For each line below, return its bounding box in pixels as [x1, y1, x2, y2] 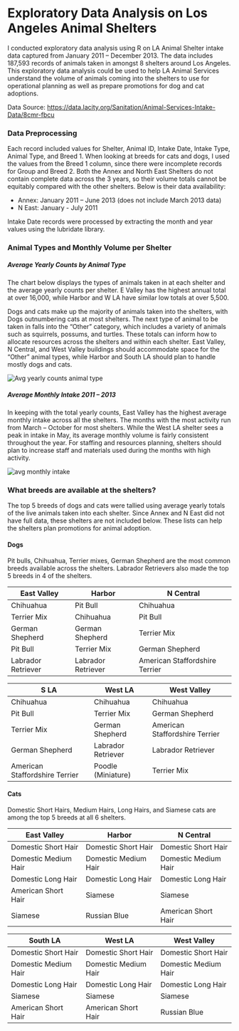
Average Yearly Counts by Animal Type [7, 260, 127, 268]
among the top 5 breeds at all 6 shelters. [7, 813, 126, 822]
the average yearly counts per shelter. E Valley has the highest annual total [7, 286, 226, 295]
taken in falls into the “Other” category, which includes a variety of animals [7, 323, 226, 331]
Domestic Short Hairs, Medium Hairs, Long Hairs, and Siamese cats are [7, 805, 216, 814]
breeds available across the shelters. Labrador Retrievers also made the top [7, 564, 229, 572]
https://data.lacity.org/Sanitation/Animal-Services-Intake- [47, 103, 216, 111]
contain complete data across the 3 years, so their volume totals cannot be [7, 174, 227, 183]
